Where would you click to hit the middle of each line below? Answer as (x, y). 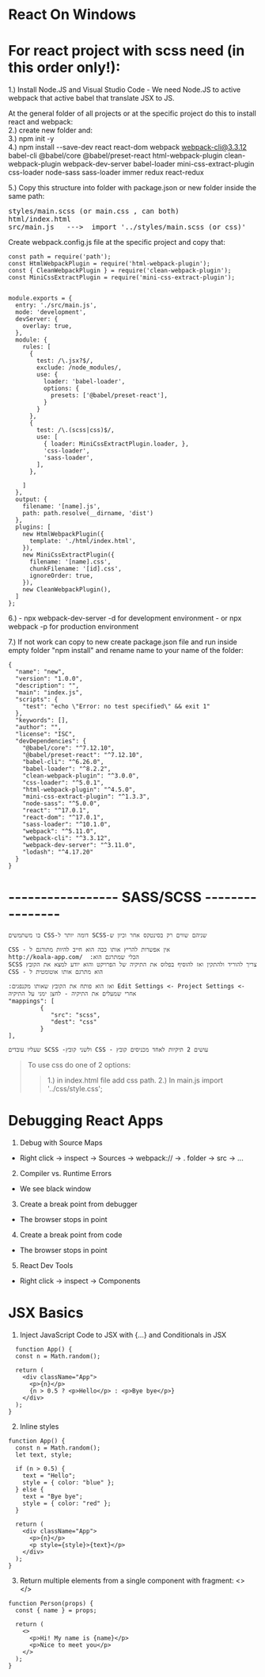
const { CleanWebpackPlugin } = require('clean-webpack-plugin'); (120, 271)
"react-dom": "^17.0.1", (63, 818)
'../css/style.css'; (75, 1089)
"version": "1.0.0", (49, 679)
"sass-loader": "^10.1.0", (67, 825)
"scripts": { (37, 700)
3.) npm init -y (31, 139)
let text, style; (44, 1455)
